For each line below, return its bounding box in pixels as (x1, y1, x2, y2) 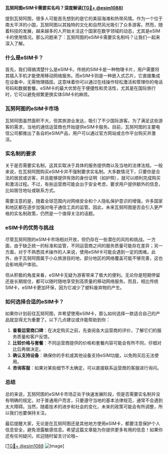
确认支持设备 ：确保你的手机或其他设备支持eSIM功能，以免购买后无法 (12, 352, 155, 358)
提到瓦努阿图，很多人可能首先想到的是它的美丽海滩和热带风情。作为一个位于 (5, 15, 163, 21)
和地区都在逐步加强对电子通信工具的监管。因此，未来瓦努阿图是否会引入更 (5, 204, 158, 210)
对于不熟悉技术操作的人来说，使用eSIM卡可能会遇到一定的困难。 (18, 249, 151, 255)
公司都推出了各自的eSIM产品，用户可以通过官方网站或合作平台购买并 (9, 130, 151, 136)
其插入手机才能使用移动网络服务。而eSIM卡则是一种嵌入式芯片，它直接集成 (5, 72, 160, 79)
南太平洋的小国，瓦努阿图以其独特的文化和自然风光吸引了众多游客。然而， (5, 22, 158, 27)
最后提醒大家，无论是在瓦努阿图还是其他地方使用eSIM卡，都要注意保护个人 (5, 420, 160, 426)
